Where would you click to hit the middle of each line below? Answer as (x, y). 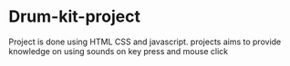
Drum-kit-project (74, 17)
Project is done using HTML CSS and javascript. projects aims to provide (145, 42)
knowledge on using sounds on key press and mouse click (119, 51)
